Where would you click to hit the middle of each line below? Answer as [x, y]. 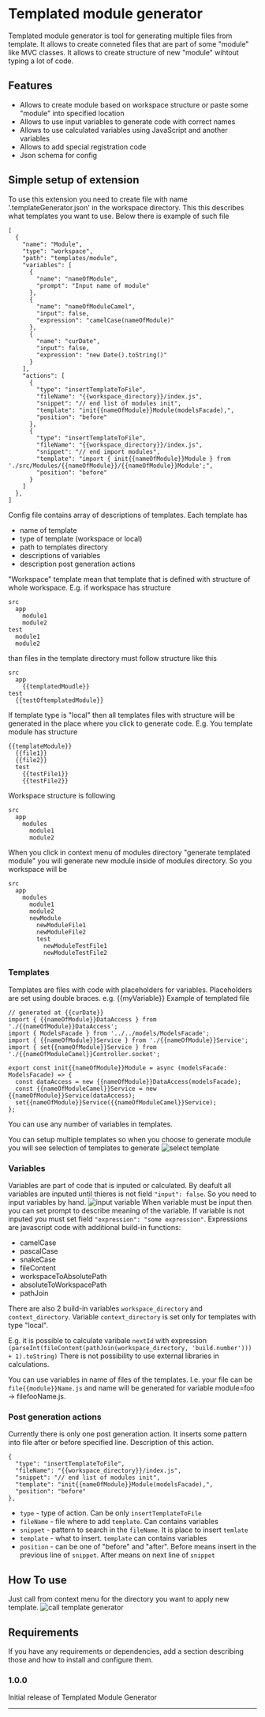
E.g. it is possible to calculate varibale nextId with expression [108, 1341]
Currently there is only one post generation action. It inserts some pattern [127, 1434]
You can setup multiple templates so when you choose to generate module [130, 1139]
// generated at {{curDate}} [56, 1013]
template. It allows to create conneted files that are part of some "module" [129, 43]
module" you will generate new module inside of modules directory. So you [130, 860]
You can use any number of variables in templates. [91, 1124]
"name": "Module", [52, 244]
